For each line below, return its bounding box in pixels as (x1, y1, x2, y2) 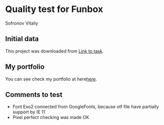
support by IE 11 (12, 109, 45, 115)
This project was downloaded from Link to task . (5, 48, 104, 54)
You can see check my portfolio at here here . (5, 76, 97, 82)
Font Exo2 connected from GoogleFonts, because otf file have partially (12, 104, 159, 110)
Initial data (5, 35, 39, 43)
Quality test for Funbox (5, 4, 103, 15)
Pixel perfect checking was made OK (12, 114, 90, 120)
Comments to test (5, 90, 63, 99)
